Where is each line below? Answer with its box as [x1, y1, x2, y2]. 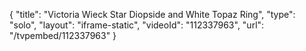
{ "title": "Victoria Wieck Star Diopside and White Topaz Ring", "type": [9, 9, 296, 20]
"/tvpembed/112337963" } [9, 30, 117, 41]
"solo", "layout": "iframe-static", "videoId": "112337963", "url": [9, 19, 265, 31]
